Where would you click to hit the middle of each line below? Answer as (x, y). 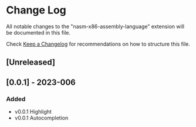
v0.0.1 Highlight (33, 112)
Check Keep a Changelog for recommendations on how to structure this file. (98, 44)
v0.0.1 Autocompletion (41, 118)
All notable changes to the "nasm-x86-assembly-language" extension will (95, 26)
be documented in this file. (38, 32)
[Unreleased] (31, 62)
